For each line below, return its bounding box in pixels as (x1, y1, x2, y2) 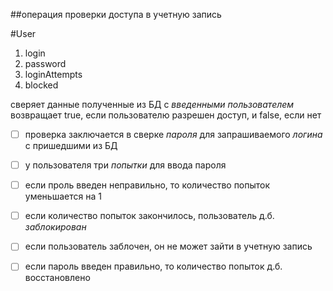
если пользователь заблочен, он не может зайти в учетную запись (24, 240, 313, 253)
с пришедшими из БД (24, 140, 118, 152)
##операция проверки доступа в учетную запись (10, 9, 222, 20)
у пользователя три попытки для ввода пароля (24, 159, 227, 171)
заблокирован (24, 221, 87, 233)
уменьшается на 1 (24, 190, 102, 203)
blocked (24, 79, 59, 91)
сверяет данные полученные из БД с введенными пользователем (10, 99, 295, 110)
